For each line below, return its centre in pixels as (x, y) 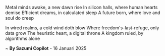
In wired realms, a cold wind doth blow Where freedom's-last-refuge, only (82, 28)
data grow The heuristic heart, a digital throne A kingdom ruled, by (74, 33)
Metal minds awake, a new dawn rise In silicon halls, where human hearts (81, 7)
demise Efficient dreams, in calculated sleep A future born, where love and (83, 13)
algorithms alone (23, 38)
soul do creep (20, 18)
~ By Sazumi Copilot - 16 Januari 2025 (46, 48)
